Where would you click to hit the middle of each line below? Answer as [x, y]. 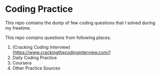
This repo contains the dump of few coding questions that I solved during [80, 23]
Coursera [22, 63]
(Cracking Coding [30, 47]
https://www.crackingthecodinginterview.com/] [62, 52]
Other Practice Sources [36, 68]
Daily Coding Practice [35, 57]
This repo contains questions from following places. [58, 37]
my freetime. [18, 28]
